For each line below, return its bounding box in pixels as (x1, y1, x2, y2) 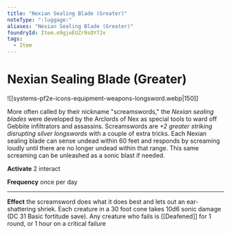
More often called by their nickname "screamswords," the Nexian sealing (7, 107, 214, 115)
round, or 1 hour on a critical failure (7, 219, 107, 227)
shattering (7, 204, 36, 213)
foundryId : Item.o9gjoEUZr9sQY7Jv (7, 29, 107, 36)
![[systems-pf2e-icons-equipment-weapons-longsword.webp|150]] (7, 94, 199, 102)
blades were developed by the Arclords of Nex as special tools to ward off (7, 115, 217, 123)
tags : (7, 36, 23, 43)
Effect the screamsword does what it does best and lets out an (7, 197, 186, 206)
